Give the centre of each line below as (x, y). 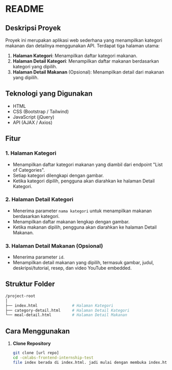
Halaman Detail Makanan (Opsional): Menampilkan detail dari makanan (88, 72)
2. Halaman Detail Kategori (39, 199)
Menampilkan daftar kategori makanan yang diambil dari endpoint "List (88, 164)
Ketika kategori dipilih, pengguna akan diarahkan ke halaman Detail (84, 181)
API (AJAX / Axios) (33, 122)
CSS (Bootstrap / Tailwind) (41, 112)
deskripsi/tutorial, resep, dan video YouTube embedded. (72, 268)
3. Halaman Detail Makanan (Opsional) (54, 246)
